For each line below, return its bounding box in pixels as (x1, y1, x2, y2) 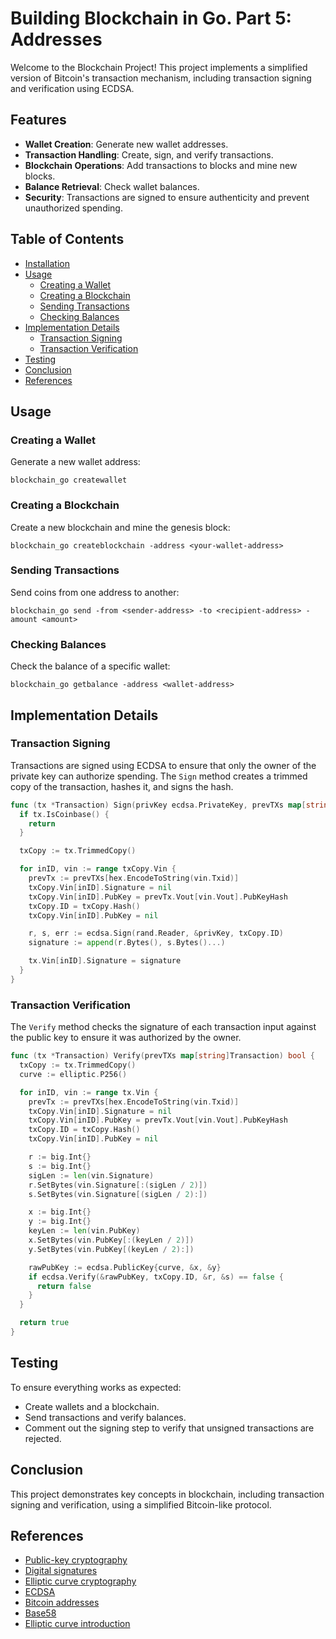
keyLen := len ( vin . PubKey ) (28, 1226, 141, 1236)
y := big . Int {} (28, 1217, 92, 1227)
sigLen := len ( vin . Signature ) (28, 1170, 155, 1181)
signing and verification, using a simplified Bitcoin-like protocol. (10, 1498, 272, 1511)
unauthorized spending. (24, 202, 123, 214)
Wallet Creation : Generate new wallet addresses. (24, 138, 229, 150)
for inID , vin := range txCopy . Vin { (19, 864, 177, 874)
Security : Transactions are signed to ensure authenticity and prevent (24, 191, 310, 203)
